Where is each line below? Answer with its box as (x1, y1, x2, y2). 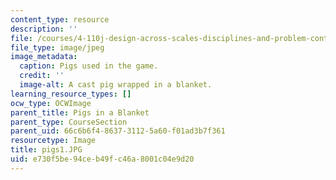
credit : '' (19, 71, 65, 81)
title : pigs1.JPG (10, 145, 83, 155)
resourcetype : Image (10, 136, 97, 146)
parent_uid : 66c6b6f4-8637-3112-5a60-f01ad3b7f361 (10, 126, 226, 136)
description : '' (10, 24, 78, 34)
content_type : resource (10, 14, 110, 25)
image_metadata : (10, 52, 78, 62)
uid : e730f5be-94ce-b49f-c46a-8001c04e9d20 (10, 154, 195, 164)
